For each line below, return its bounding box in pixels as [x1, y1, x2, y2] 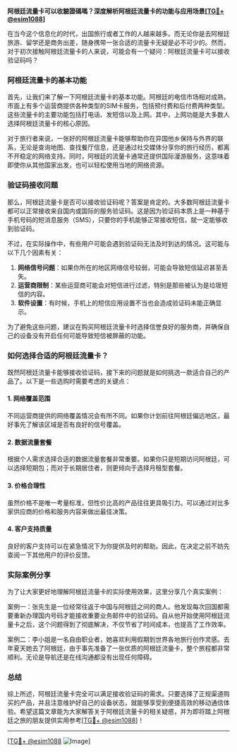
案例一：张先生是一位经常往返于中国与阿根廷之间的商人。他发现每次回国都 [7, 603, 224, 611]
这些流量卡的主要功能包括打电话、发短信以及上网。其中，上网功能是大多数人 [7, 110, 230, 119]
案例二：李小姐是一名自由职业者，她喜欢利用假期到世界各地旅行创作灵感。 [7, 635, 224, 643]
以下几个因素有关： [7, 248, 63, 257]
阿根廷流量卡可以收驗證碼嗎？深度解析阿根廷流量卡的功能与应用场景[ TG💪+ [7, 7, 224, 15]
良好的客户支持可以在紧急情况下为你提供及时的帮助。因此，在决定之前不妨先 [7, 541, 230, 550]
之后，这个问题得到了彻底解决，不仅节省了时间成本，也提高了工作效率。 [19, 620, 230, 628]
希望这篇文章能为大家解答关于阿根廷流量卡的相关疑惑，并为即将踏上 [19, 707, 217, 716]
